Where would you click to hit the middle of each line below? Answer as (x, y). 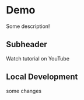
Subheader (27, 44)
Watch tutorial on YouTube (38, 58)
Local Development (42, 77)
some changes (24, 91)
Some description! (28, 26)
